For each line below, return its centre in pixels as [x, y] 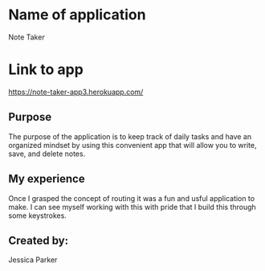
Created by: [39, 240]
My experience [47, 179]
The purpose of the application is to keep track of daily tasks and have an [130, 136]
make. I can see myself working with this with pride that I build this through [132, 207]
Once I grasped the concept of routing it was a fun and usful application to [132, 198]
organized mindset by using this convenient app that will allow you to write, [132, 145]
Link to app [46, 70]
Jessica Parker [33, 260]
